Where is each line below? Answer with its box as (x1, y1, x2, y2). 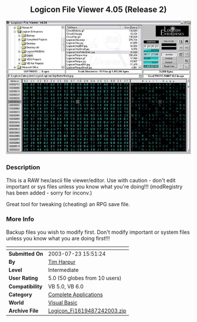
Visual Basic (47, 299, 78, 306)
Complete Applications (47, 291, 103, 298)
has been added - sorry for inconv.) (6, 189, 93, 196)
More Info (6, 215, 35, 223)
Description (6, 163, 40, 172)
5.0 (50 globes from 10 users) (47, 274, 122, 281)
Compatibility (8, 283, 43, 290)
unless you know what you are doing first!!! (6, 234, 110, 241)
